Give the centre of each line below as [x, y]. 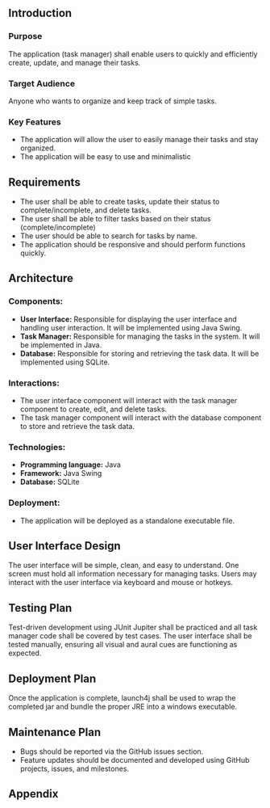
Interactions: [34, 383]
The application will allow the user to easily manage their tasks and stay [139, 140]
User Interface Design [64, 546]
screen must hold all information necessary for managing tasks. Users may [133, 574]
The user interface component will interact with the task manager [129, 401]
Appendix [33, 794]
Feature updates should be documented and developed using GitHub [135, 760]
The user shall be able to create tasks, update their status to [120, 202]
